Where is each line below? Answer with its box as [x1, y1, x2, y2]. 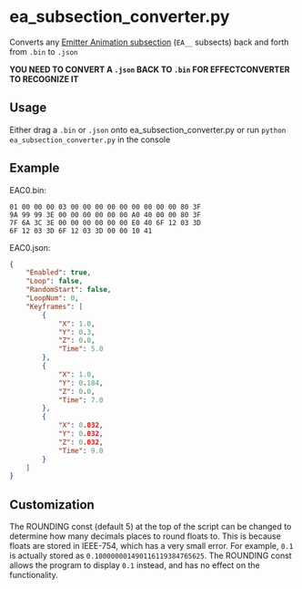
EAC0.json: [9, 242, 51, 253]
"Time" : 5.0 [57, 345, 104, 354]
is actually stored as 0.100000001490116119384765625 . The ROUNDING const [9, 550, 293, 562]
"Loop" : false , [25, 276, 84, 286]
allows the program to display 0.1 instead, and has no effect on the [9, 560, 261, 571]
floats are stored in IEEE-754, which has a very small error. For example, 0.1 [9, 541, 294, 552]
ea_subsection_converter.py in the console [9, 134, 171, 145]
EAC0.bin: [9, 184, 47, 195]
